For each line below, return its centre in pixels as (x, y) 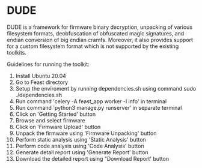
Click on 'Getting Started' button (56, 114)
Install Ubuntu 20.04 (41, 76)
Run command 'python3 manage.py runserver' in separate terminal (99, 107)
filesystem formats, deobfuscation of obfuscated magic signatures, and (96, 33)
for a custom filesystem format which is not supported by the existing (93, 46)
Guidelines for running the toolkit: (48, 64)
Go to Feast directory (42, 82)
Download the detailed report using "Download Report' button (92, 158)
